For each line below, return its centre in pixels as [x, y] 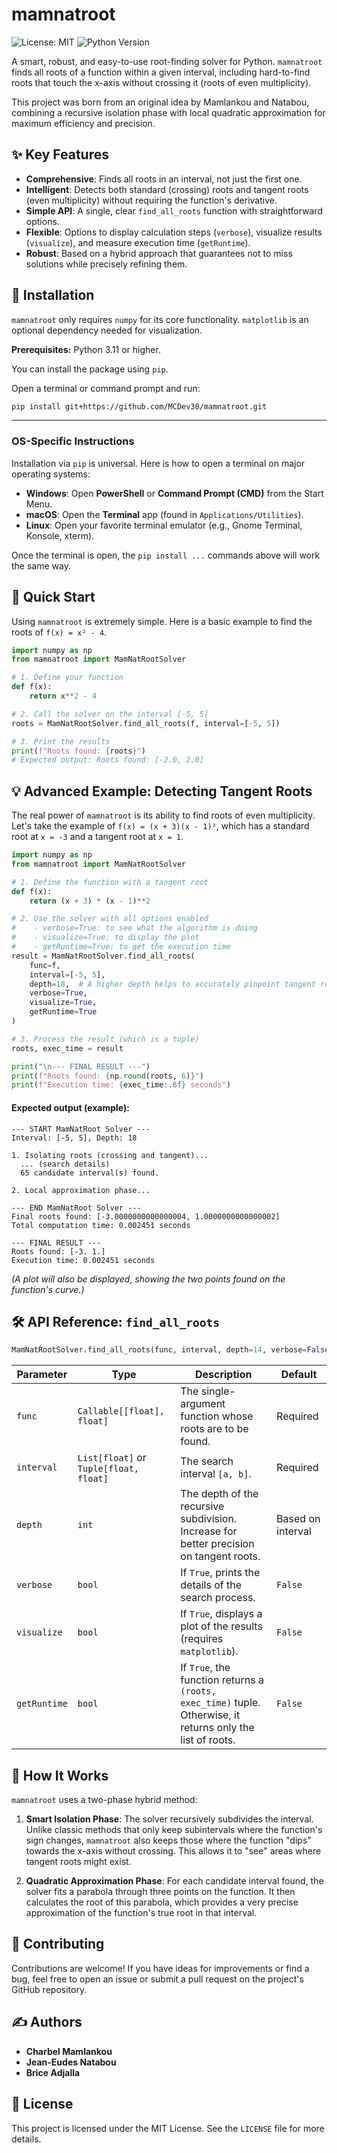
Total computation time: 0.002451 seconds [101, 1225]
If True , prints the [220, 1573]
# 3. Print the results [61, 741]
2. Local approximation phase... [81, 1190]
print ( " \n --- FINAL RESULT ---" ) [81, 1066]
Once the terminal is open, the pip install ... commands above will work [166, 555]
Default [299, 1375]
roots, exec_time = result [67, 1048]
